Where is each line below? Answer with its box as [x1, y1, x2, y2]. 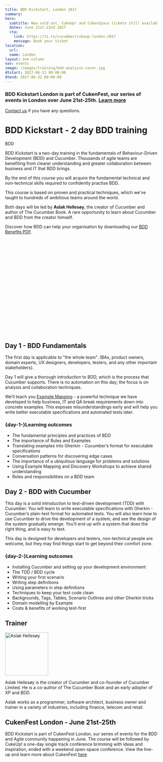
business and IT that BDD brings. [5, 165, 71, 171]
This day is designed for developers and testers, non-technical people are [5, 536, 153, 541]
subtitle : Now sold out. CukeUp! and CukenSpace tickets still [9, 20, 140, 26]
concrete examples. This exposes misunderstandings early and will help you [5, 404, 158, 410]
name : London [9, 52, 36, 57]
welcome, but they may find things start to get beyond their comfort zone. [5, 541, 153, 547]
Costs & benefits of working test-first [12, 605, 86, 611]
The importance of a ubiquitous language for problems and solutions [12, 458, 149, 464]
